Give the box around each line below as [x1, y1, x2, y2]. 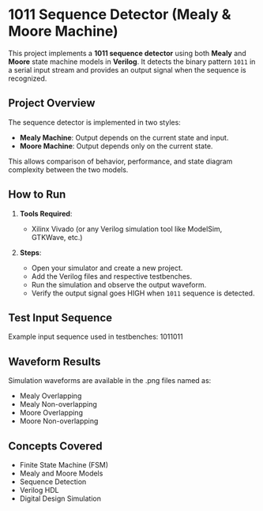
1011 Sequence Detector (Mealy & [8, 6, 231, 24]
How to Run [8, 188, 66, 201]
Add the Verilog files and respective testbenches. [31, 271, 193, 281]
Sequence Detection [19, 477, 87, 487]
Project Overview [8, 96, 96, 110]
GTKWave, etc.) [31, 232, 83, 242]
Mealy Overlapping [19, 391, 82, 400]
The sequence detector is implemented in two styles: [8, 117, 182, 127]
